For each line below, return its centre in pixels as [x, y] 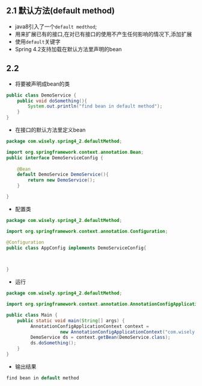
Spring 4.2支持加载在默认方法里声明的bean [68, 49]
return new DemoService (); [62, 180]
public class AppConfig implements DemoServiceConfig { [76, 248]
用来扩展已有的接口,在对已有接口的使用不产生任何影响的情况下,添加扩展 [103, 34]
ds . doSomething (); [54, 343]
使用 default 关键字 [38, 42]
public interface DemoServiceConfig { [55, 158]
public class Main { [32, 315]
